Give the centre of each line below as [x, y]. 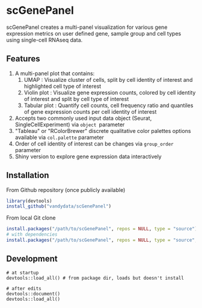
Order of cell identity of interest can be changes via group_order [94, 143]
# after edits [24, 288]
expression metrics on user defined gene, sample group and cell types [94, 33]
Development [32, 259]
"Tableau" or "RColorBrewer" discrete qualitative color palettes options [103, 131]
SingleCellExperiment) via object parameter [70, 125]
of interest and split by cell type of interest [76, 99]
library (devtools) [29, 201]
